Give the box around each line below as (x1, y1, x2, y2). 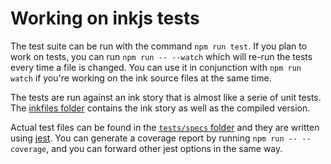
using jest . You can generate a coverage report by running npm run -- (10, 132, 298, 144)
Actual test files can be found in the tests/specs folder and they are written (10, 121, 320, 133)
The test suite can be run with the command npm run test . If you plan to (10, 40, 308, 52)
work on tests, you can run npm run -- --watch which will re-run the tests (10, 50, 313, 62)
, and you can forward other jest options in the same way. (46, 142, 283, 154)
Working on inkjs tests (10, 7, 200, 30)
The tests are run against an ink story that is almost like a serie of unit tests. (10, 91, 322, 103)
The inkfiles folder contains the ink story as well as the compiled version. (10, 102, 311, 114)
